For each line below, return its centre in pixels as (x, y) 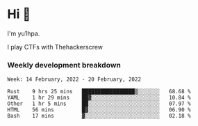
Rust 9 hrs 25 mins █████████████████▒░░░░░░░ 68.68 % (99, 92)
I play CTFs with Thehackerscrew (55, 47)
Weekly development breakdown (64, 65)
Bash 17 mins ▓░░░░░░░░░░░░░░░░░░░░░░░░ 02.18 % (99, 116)
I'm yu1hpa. (24, 33)
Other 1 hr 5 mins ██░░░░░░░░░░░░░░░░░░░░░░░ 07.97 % (99, 104)
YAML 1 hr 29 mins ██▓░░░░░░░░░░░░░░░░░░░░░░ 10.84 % (99, 98)
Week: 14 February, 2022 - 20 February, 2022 (74, 79)
